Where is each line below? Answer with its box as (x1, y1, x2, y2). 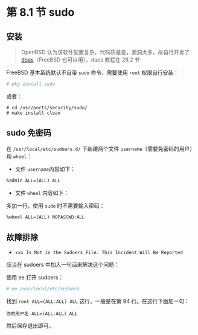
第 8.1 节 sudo (6, 5, 75, 19)
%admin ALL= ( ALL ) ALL (6, 177, 61, 183)
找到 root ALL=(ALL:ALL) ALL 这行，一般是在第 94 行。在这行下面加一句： (6, 298, 190, 305)
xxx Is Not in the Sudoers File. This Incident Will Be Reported (14, 250, 183, 256)
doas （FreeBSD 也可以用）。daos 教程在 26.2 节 (21, 56, 140, 63)
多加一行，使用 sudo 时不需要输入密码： (6, 202, 105, 209)
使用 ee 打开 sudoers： (6, 274, 64, 281)
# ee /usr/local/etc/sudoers (6, 286, 80, 292)
